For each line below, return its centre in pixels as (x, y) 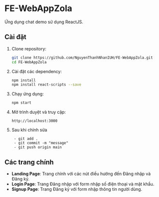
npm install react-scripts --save (46, 85)
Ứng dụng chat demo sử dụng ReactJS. (44, 22)
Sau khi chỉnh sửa (29, 130)
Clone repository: (29, 48)
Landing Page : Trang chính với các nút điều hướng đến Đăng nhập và (81, 174)
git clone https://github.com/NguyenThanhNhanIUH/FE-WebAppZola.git (82, 58)
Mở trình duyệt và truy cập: (39, 112)
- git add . (26, 139)
